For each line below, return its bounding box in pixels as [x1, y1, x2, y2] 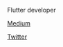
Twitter [7, 32, 28, 41]
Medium [7, 19, 31, 27]
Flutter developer [7, 6, 57, 14]
